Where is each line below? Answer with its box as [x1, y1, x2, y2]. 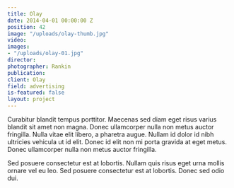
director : [7, 57, 37, 64]
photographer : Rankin [7, 63, 71, 70]
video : [7, 37, 27, 44]
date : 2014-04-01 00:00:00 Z [7, 17, 93, 24]
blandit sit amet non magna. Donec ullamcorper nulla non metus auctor [7, 123, 214, 131]
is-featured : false [7, 89, 65, 96]
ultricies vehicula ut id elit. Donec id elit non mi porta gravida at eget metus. [7, 138, 228, 146]
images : [7, 43, 30, 50]
